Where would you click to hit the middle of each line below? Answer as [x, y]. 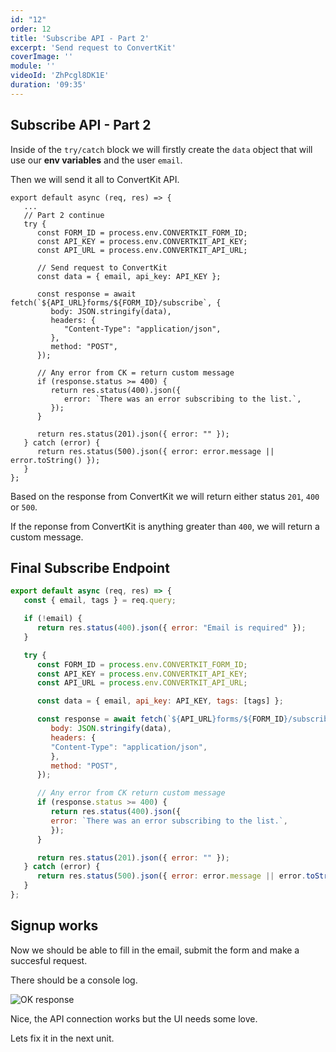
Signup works [54, 926]
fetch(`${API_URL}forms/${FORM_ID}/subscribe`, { [116, 302]
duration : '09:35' [48, 85]
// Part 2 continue [64, 215]
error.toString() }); [55, 460]
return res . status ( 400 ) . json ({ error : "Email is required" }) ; [171, 628]
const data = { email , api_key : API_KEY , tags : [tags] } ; [160, 701]
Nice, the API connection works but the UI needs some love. [134, 1018]
